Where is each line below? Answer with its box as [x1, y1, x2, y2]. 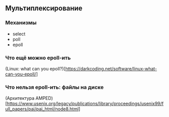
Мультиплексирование [5, 4, 83, 13]
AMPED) [35, 95, 53, 101]
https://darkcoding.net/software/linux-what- [65, 65, 157, 71]
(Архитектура [5, 95, 35, 101]
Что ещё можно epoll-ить [5, 54, 71, 61]
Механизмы [5, 19, 37, 26]
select [12, 30, 26, 37]
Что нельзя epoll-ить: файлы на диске [5, 84, 104, 91]
